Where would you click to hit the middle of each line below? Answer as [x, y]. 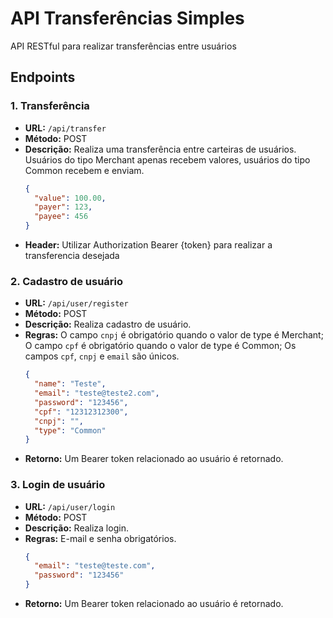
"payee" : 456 [61, 217]
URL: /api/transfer [65, 128]
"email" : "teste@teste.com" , [95, 566]
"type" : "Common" [70, 430]
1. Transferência [50, 106]
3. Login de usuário [58, 485]
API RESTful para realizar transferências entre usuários [123, 46]
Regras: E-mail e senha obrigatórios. [100, 538]
